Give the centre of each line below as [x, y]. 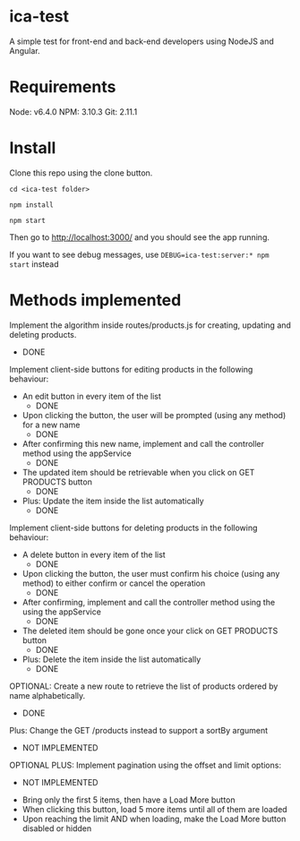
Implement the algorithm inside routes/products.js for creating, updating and [150, 325]
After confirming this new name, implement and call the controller [143, 443]
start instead [34, 264]
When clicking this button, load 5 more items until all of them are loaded [155, 809]
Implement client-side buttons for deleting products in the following [133, 528]
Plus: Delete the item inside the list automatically [111, 659]
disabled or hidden [57, 828]
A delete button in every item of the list [94, 554]
